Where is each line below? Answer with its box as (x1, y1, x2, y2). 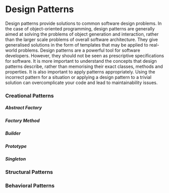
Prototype (5, 143, 27, 149)
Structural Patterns (5, 169, 53, 176)
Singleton (5, 156, 26, 162)
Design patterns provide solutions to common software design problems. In (5, 20, 162, 26)
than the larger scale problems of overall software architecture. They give (5, 36, 158, 43)
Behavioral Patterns (5, 182, 54, 189)
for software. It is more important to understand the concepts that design (5, 58, 157, 64)
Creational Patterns (5, 92, 54, 99)
